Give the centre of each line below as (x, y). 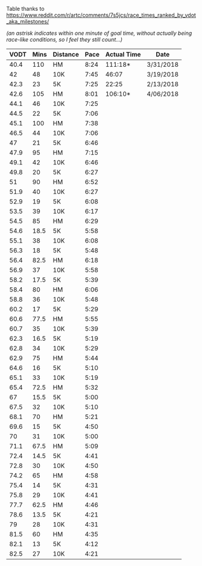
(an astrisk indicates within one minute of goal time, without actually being (99, 33)
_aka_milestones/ (28, 21)
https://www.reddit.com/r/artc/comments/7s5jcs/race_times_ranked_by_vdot (101, 15)
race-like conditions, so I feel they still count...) (64, 39)
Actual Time (123, 54)
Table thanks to (25, 9)
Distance (66, 54)
